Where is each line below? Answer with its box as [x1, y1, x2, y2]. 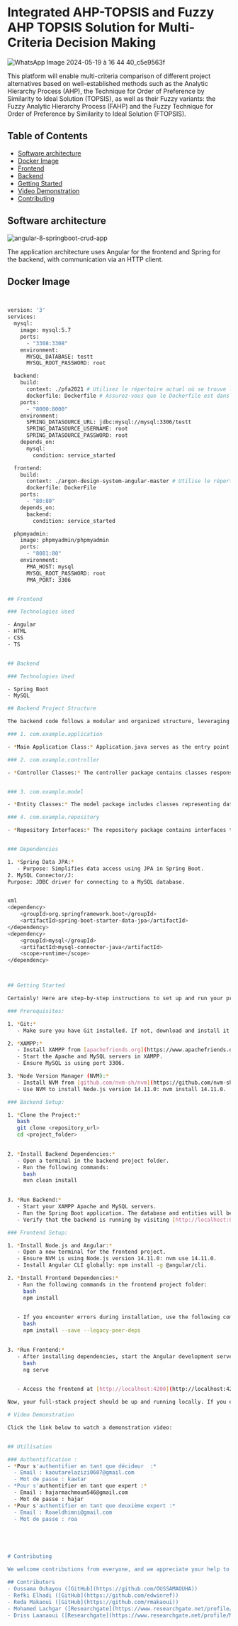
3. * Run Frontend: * [7, 1346, 65, 1353]
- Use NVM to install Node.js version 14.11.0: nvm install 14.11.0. [16, 1085, 227, 1093]
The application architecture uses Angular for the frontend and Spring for [7, 247, 221, 256]
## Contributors [7, 1578, 55, 1586]
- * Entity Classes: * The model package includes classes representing [7, 801, 220, 808]
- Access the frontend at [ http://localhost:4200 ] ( [16, 1386, 173, 1393]
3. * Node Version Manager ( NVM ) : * [7, 1073, 110, 1080]
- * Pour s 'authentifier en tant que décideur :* [7, 1463, 157, 1470]
